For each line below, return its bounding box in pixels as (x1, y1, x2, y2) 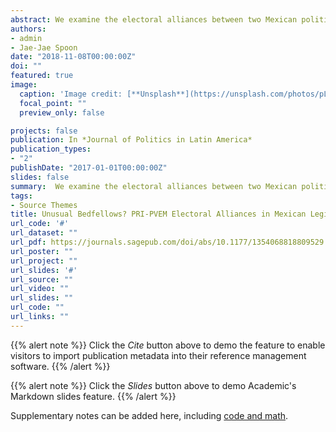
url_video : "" (10, 284, 70, 294)
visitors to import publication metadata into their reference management (10, 349, 307, 361)
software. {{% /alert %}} (10, 360, 111, 372)
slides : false (10, 172, 70, 182)
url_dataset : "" (10, 228, 78, 238)
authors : (10, 24, 47, 34)
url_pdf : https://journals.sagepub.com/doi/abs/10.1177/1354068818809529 (10, 237, 325, 247)
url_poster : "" (10, 246, 74, 256)
